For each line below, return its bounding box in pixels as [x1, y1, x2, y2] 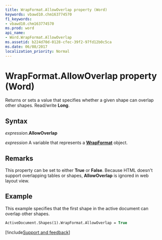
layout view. [5, 178, 30, 184]
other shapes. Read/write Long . [5, 102, 70, 108]
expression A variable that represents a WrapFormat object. [5, 140, 128, 146]
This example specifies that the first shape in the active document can [5, 205, 149, 211]
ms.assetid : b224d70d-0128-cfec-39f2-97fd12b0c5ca [5, 40, 112, 45]
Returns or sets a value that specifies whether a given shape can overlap [5, 97, 154, 103]
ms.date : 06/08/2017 [5, 44, 48, 49]
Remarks [5, 154, 34, 162]
